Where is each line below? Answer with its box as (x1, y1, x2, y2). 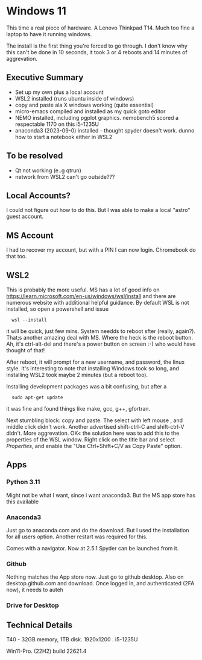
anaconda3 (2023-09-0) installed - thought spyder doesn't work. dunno (14, 126, 195, 134)
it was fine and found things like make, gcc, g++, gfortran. (6, 405, 151, 412)
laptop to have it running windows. (6, 30, 92, 37)
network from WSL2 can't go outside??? (14, 173, 115, 180)
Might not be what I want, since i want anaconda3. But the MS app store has (6, 491, 196, 499)
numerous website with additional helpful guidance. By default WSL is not (6, 299, 189, 306)
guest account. (6, 213, 44, 220)
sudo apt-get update (11, 394, 63, 400)
